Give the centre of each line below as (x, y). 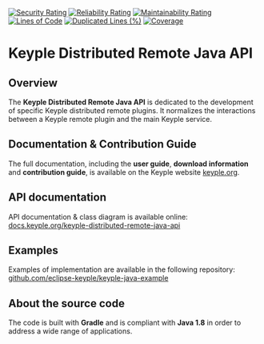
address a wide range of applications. (70, 331)
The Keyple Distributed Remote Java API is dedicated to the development (131, 102)
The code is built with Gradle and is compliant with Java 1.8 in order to (125, 323)
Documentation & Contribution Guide (103, 144)
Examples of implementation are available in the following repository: (122, 269)
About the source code (67, 304)
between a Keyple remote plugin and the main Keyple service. (110, 119)
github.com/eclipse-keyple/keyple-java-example (88, 278)
